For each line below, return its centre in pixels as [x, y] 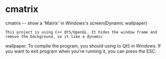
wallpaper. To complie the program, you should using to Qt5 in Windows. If [83, 45]
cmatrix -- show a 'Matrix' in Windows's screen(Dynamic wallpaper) [76, 23]
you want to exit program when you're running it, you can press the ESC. [81, 51]
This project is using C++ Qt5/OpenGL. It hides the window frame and [81, 32]
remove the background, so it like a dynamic [54, 36]
